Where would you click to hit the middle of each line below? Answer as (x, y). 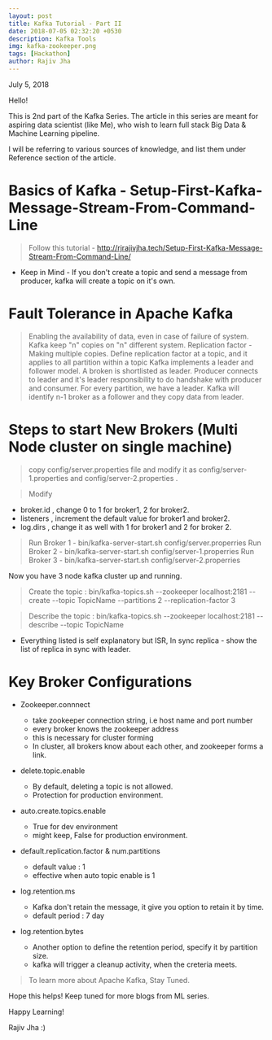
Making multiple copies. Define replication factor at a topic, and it (138, 353)
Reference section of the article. (62, 157)
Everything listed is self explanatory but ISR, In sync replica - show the (138, 640)
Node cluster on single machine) (121, 446)
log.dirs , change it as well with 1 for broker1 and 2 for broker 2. (126, 527)
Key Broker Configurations (101, 682)
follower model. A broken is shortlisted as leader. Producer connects (143, 370)
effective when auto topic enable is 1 (94, 875)
